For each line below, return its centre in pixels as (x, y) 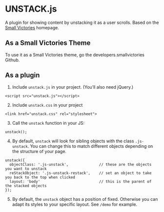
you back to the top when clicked (40, 177)
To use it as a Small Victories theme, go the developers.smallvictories (75, 55)
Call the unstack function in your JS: (48, 123)
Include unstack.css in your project (47, 105)
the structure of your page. (39, 151)
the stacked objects (26, 186)
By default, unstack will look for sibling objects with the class (73, 141)
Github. (12, 60)
